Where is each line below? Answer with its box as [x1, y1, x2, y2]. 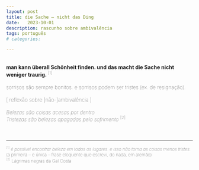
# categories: [6, 36, 41, 42]
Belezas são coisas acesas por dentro [6, 109, 95, 116]
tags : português [6, 31, 46, 37]
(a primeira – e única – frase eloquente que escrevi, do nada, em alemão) [6, 152, 152, 158]
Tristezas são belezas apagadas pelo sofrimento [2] [6, 115, 126, 123]
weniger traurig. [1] [6, 70, 53, 78]
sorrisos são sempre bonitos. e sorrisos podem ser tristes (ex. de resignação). [6, 83, 186, 90]
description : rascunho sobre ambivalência [6, 25, 113, 31]
